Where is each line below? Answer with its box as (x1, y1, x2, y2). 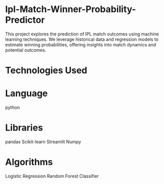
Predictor (5, 14, 45, 26)
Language (5, 88, 48, 99)
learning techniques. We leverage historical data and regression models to (5, 36, 159, 42)
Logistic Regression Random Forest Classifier (5, 173, 99, 179)
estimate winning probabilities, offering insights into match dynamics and (5, 41, 156, 47)
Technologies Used (5, 65, 88, 76)
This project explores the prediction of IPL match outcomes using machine (5, 31, 159, 37)
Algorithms (5, 156, 53, 168)
